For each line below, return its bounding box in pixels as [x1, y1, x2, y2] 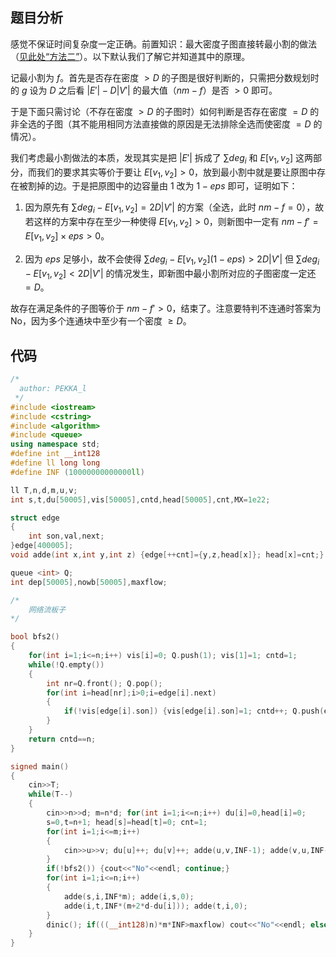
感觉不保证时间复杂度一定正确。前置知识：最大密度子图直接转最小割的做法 [10, 38, 317, 50]
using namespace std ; [10, 439, 101, 450]
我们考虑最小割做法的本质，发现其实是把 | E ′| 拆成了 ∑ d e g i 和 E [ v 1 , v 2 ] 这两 [10, 151, 314, 166]
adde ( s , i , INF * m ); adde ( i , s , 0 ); [63, 891, 195, 902]
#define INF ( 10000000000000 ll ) [10, 467, 145, 477]
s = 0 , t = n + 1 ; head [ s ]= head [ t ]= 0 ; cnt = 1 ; [46, 817, 208, 827]
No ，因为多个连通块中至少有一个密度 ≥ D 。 [10, 315, 192, 327]
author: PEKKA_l [19, 384, 87, 394]
